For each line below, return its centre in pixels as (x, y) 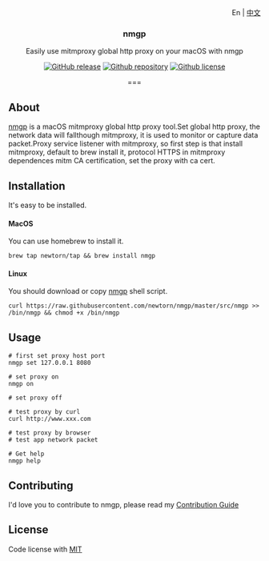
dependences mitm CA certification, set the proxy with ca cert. (112, 161)
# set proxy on (34, 377)
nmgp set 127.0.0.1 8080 (50, 363)
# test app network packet (53, 440)
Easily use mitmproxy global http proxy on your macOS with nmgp (134, 51)
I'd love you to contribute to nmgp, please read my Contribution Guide (124, 504)
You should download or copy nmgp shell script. (88, 291)
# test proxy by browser (50, 433)
